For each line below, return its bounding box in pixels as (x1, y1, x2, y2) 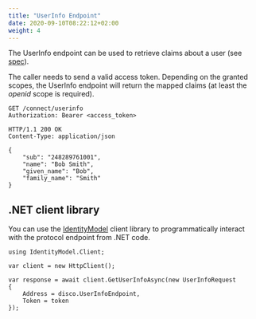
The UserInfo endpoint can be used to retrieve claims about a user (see (8, 49, 242, 58)
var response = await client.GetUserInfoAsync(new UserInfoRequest (8, 276, 237, 284)
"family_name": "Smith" (22, 175, 102, 183)
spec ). (8, 57, 29, 66)
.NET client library (8, 203, 100, 216)
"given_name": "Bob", (22, 167, 94, 175)
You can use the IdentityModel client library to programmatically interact (8, 224, 245, 234)
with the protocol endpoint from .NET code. (8, 233, 151, 242)
